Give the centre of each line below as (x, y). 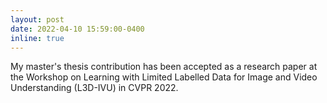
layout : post (37, 19)
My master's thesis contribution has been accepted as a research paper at (164, 67)
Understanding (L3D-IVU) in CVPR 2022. (94, 88)
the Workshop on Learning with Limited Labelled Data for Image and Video (164, 77)
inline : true (37, 38)
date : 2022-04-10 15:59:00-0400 (77, 29)
